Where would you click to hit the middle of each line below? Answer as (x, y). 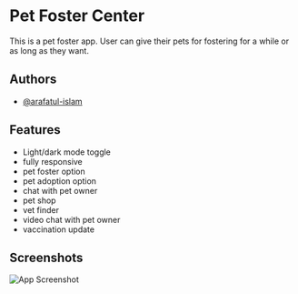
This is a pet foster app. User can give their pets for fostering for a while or (149, 41)
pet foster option (54, 171)
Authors (33, 80)
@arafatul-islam (53, 101)
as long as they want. (49, 50)
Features (35, 130)
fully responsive (53, 161)
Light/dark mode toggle (67, 152)
